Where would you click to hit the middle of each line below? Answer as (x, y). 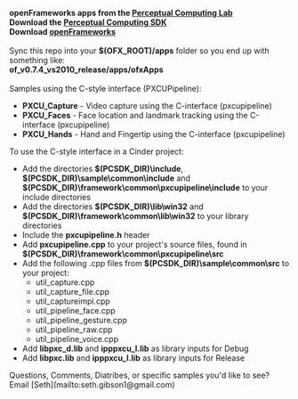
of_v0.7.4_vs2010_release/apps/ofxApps (86, 69)
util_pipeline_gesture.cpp (81, 320)
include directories (56, 197)
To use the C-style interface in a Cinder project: (97, 151)
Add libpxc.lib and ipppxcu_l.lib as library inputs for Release (133, 358)
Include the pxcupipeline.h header (86, 235)
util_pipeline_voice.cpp (77, 339)
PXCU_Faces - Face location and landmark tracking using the (135, 115)
